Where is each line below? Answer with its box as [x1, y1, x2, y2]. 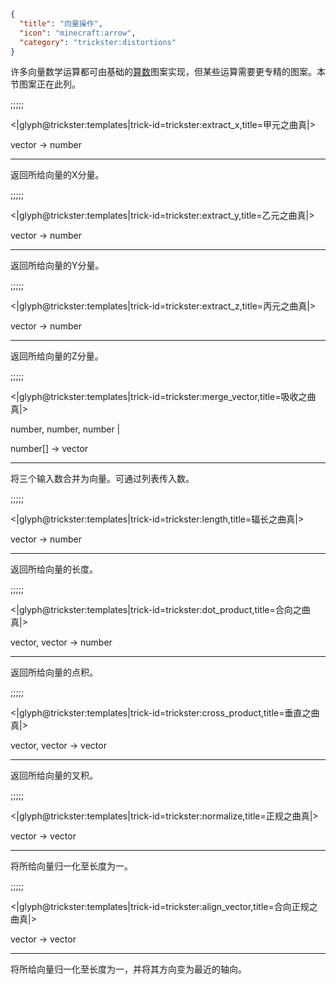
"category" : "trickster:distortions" [19, 37, 177, 47]
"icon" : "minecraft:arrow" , [19, 28, 137, 38]
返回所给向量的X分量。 [10, 169, 105, 181]
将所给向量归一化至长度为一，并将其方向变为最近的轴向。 [10, 963, 247, 975]
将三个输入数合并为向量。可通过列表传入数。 [10, 473, 195, 485]
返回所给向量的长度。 [10, 563, 98, 575]
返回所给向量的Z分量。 [10, 350, 104, 362]
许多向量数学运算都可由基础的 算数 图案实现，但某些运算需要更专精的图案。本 [10, 66, 326, 78]
